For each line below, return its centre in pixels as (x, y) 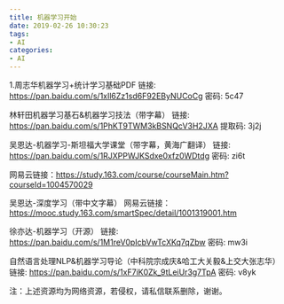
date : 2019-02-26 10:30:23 (59, 26)
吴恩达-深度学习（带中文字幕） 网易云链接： (90, 203)
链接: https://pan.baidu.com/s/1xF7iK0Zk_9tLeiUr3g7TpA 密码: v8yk (133, 272)
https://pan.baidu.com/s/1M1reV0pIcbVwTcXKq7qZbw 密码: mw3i (129, 242)
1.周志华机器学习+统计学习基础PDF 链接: (83, 85)
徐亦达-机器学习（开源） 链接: (64, 231)
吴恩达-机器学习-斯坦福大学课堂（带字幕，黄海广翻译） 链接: (120, 144)
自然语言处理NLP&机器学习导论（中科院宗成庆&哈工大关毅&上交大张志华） (145, 261)
